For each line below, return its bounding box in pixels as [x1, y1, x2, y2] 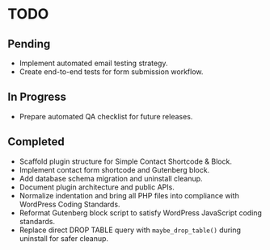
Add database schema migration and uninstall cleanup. [19, 173, 203, 183]
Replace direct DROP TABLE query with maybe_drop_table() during [19, 225, 242, 235]
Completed [7, 135, 65, 149]
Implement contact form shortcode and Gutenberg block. [19, 165, 210, 174]
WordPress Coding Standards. [19, 199, 120, 209]
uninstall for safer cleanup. [19, 233, 109, 243]
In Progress [7, 90, 66, 104]
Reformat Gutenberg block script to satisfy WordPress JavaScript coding [19, 207, 262, 218]
